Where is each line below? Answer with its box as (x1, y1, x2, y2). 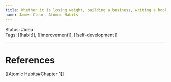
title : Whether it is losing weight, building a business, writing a (5, 7, 156, 13)
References (5, 54, 55, 66)
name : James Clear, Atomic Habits (5, 12, 79, 17)
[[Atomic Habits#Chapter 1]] (5, 71, 64, 77)
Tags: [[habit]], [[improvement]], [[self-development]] (5, 32, 118, 38)
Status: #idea (5, 26, 33, 32)
